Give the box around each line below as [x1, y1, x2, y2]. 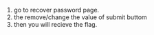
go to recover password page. [13, 6, 100, 14]
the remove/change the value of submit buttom [13, 13, 148, 21]
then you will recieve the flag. [13, 21, 98, 28]
